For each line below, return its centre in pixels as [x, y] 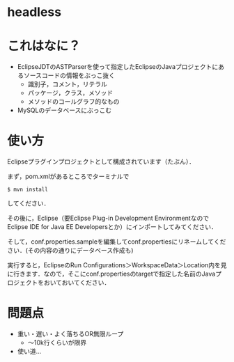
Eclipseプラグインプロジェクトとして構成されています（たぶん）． [101, 162]
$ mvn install [28, 190]
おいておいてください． [77, 283]
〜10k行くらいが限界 [57, 343]
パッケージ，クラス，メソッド [70, 93]
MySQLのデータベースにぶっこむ [64, 110]
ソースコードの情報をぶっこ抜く [69, 76]
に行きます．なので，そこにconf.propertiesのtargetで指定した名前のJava [111, 274]
